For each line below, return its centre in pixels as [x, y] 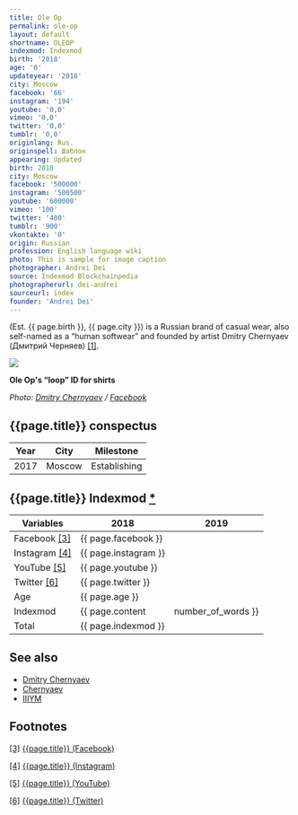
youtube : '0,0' [38, 110]
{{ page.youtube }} [119, 568]
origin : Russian [39, 243]
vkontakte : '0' [38, 234]
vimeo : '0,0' [34, 118]
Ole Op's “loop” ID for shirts [62, 380]
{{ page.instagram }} [123, 553]
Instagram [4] [43, 553]
